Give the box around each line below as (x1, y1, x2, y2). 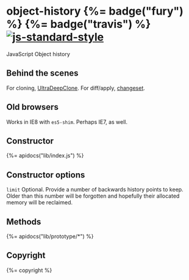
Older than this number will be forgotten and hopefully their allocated (6, 192, 180, 199)
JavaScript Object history (6, 50, 70, 57)
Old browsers (6, 102, 59, 112)
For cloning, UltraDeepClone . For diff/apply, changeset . (6, 84, 145, 92)
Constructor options (6, 170, 85, 180)
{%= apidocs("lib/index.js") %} (6, 152, 84, 159)
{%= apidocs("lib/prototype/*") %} (6, 233, 94, 240)
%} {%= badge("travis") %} (6, 17, 151, 31)
